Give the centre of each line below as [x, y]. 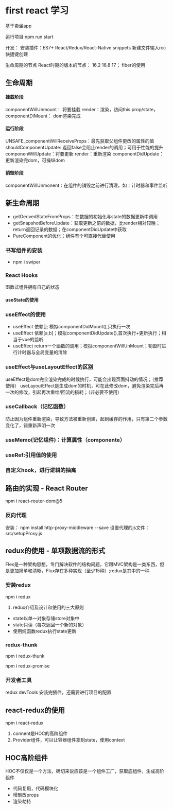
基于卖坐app [19, 26]
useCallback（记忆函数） [37, 407]
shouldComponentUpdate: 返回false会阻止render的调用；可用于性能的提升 [84, 147]
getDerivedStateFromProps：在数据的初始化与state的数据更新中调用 [85, 216]
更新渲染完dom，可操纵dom [35, 160]
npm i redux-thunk [25, 656]
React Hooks [22, 275]
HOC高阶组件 [27, 758]
